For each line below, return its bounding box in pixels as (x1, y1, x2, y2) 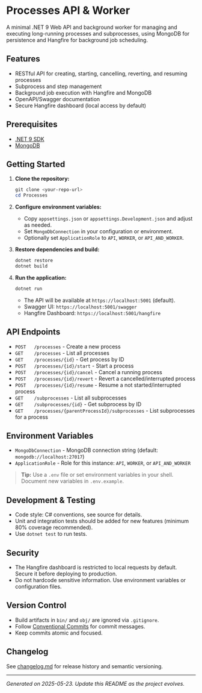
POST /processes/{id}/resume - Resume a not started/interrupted (14, 381, 182, 389)
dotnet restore (14, 257, 54, 264)
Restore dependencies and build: (14, 246, 100, 253)
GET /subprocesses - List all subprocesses (14, 394, 127, 401)
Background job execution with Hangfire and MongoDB (14, 89, 152, 96)
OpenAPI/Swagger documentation (14, 95, 100, 102)
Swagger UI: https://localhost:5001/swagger (23, 303, 137, 310)
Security (6, 548, 39, 558)
